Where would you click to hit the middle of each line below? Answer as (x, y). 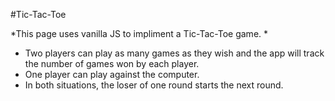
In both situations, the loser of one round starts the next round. (154, 85)
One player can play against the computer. (112, 74)
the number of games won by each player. (112, 63)
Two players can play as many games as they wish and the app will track (174, 53)
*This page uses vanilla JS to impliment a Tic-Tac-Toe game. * (139, 33)
